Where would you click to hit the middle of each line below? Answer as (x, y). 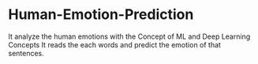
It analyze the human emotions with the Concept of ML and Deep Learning (129, 36)
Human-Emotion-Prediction (101, 15)
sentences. (26, 53)
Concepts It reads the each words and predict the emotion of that (114, 44)
